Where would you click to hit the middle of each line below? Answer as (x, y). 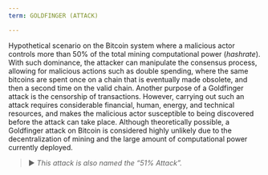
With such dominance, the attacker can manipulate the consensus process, (133, 62)
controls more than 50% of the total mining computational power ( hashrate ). (134, 54)
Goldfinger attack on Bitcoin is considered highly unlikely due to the (120, 130)
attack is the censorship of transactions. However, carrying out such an (126, 96)
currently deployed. (41, 147)
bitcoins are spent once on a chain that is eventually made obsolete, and (128, 79)
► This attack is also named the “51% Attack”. (105, 163)
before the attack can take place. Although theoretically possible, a (119, 121)
